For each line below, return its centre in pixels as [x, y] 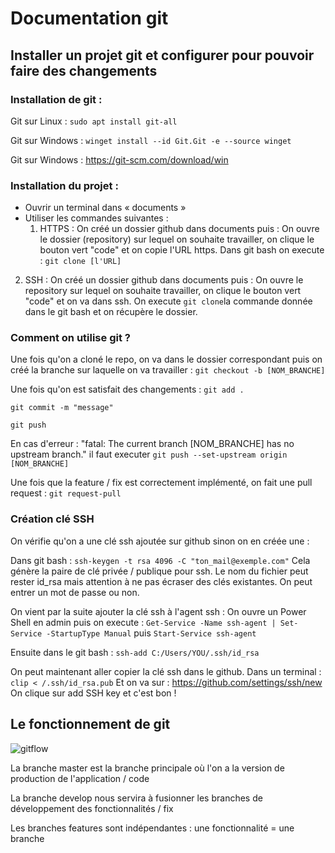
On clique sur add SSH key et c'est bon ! [93, 693]
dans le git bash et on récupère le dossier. [111, 312]
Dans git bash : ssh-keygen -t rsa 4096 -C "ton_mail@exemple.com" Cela [160, 560]
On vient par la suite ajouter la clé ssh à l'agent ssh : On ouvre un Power [158, 611]
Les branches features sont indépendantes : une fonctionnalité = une [152, 828]
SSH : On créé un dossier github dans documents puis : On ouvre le [164, 280]
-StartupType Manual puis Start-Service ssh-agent [151, 633]
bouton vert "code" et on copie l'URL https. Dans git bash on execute [182, 250]
